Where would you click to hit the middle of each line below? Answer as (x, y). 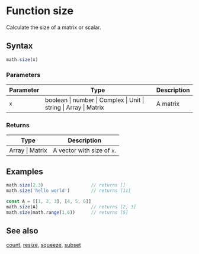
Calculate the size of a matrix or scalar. (54, 27)
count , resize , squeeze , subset (44, 245)
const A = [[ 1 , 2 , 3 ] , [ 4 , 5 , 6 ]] (49, 201)
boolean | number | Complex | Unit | (94, 100)
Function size (40, 11)
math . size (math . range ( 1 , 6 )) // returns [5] (67, 212)
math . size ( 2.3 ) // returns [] (66, 185)
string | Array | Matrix (75, 107)
